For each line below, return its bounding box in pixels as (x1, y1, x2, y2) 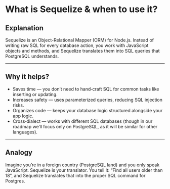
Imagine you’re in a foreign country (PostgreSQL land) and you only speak (5, 162, 160, 168)
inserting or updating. (12, 91, 58, 97)
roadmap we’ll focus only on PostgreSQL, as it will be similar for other (12, 123, 158, 129)
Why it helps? (5, 72, 50, 81)
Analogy (5, 148, 33, 157)
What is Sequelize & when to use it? (5, 4, 158, 15)
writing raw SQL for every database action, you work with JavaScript (5, 42, 149, 49)
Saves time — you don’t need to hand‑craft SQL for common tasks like (12, 86, 159, 92)
